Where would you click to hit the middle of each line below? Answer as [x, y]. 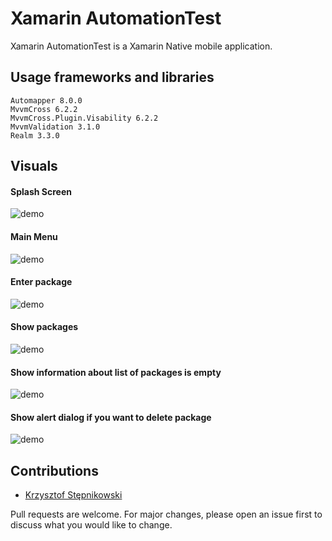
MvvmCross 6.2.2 [44, 109]
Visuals [34, 166]
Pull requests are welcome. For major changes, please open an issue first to [166, 514]
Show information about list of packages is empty [116, 372]
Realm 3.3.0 [35, 135]
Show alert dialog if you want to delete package [111, 417]
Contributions [54, 470]
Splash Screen [41, 191]
